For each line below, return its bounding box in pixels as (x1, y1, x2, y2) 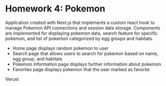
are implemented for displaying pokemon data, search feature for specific (5, 30, 158, 36)
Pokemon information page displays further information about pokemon (12, 61, 161, 67)
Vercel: (5, 76, 20, 82)
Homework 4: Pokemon (5, 3, 106, 14)
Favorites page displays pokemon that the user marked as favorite (12, 66, 150, 72)
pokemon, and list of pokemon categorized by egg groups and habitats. (5, 35, 153, 41)
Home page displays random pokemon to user (12, 45, 109, 51)
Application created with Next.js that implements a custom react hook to (5, 19, 155, 25)
